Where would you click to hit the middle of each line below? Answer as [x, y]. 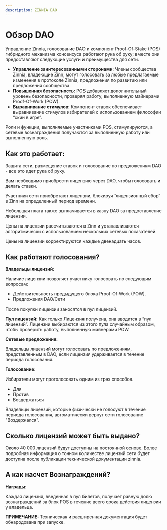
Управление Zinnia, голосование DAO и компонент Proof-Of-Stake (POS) [83, 49]
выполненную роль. [27, 138]
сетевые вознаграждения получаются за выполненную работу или [77, 132]
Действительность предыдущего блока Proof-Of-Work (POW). [79, 294]
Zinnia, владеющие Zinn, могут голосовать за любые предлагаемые [86, 74]
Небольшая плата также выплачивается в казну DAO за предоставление [83, 211]
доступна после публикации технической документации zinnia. [73, 459]
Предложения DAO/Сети [39, 299]
